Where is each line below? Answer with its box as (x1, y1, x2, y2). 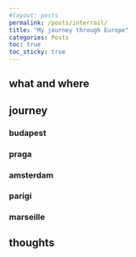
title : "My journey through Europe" (9, 26, 129, 34)
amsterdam (9, 170, 54, 181)
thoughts (9, 236, 55, 249)
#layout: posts (9, 11, 59, 20)
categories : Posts (9, 33, 69, 42)
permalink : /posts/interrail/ (9, 19, 108, 27)
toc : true (9, 41, 42, 49)
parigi (9, 190, 32, 201)
